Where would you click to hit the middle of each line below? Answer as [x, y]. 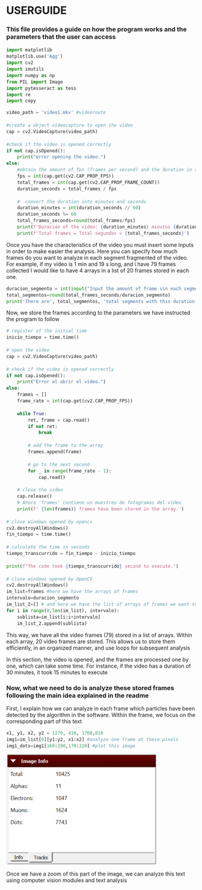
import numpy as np [31, 75]
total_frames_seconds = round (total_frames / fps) [76, 221]
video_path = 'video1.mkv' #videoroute [56, 113]
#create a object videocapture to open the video [70, 125]
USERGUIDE [37, 11]
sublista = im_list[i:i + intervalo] [59, 617]
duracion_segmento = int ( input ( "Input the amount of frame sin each [94, 289]
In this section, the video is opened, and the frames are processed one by [98, 659]
